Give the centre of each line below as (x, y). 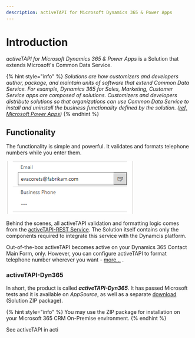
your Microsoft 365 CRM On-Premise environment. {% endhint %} (86, 318)
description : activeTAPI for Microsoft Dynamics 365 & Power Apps (89, 12)
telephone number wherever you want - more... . (65, 260)
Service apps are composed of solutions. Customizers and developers (92, 95)
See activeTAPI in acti (32, 329)
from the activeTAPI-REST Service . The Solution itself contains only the (92, 230)
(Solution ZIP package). (35, 300)
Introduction (37, 42)
